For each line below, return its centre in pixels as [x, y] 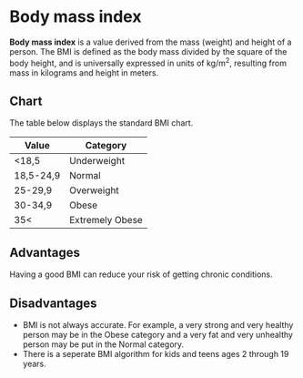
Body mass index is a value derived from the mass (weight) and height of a [151, 42]
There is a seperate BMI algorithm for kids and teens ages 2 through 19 [156, 354]
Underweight [97, 161]
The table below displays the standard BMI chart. [101, 123]
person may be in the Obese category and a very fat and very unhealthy [158, 335]
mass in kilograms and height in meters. [84, 72]
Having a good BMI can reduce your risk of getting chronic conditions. [141, 274]
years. [35, 364]
